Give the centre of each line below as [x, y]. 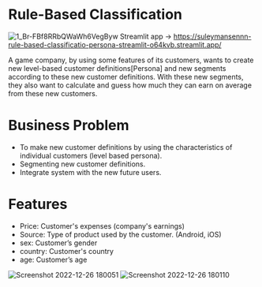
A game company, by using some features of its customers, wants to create [131, 60]
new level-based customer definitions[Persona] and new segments [117, 68]
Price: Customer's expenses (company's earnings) [102, 225]
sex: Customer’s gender [58, 243]
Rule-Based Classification [95, 15]
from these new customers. [53, 93]
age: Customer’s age [53, 259]
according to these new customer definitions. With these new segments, [126, 76]
